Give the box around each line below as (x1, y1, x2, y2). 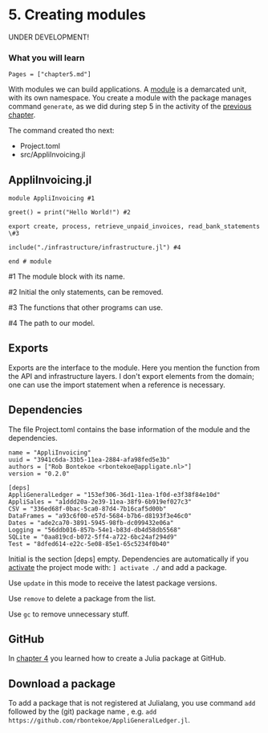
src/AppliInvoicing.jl (19, 150, 86, 160)
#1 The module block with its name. (8, 271, 126, 282)
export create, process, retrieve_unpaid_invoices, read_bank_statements (8, 222, 261, 230)
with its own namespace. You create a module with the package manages (8, 93, 252, 103)
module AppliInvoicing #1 (8, 194, 95, 202)
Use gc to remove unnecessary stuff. (8, 609, 130, 619)
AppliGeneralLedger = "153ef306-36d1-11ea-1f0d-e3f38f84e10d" (8, 491, 221, 499)
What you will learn (8, 52, 86, 63)
